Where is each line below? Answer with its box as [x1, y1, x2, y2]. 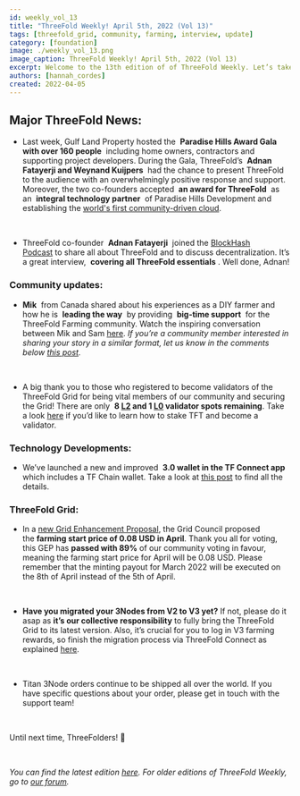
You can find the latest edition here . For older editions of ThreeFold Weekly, [9, 766, 287, 778]
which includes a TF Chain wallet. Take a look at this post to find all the [21, 471, 283, 483]
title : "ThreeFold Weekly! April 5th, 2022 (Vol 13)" [9, 21, 214, 30]
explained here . [21, 644, 80, 655]
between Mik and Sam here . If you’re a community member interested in [21, 327, 289, 338]
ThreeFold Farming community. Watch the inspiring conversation [21, 318, 261, 329]
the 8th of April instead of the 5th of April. [21, 572, 176, 582]
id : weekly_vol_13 [9, 13, 78, 22]
